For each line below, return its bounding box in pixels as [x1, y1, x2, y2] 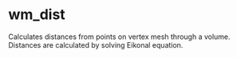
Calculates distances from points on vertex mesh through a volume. [8, 32, 231, 41]
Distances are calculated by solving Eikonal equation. [8, 40, 184, 49]
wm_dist [8, 6, 65, 24]
